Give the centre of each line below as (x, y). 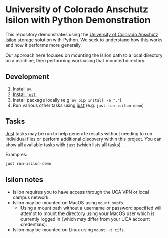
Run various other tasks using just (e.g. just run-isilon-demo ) (78, 105)
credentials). (34, 224)
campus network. (31, 197)
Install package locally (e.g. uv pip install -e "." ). (68, 100)
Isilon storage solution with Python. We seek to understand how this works (84, 40)
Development (27, 77)
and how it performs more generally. (44, 45)
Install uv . (23, 89)
